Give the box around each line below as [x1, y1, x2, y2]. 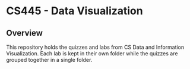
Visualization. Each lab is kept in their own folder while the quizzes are [6, 50, 178, 57]
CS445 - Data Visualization [6, 4, 144, 18]
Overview [6, 28, 43, 38]
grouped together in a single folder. [6, 57, 93, 63]
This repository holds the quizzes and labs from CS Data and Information [6, 43, 185, 51]
